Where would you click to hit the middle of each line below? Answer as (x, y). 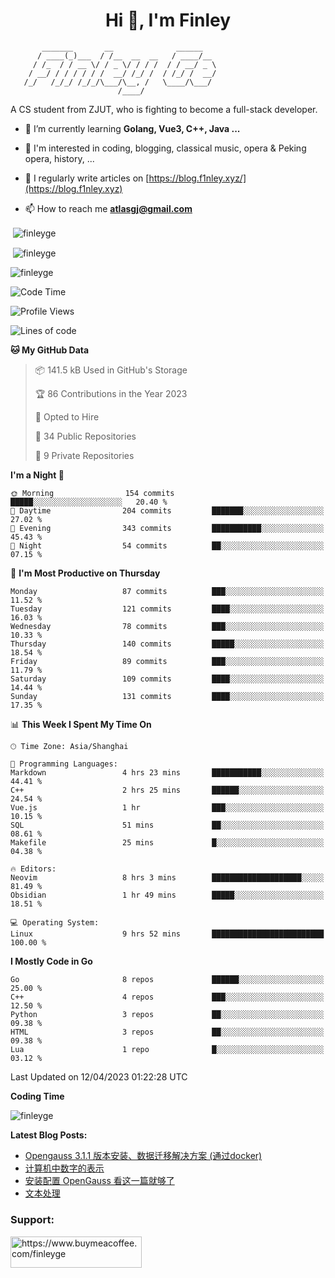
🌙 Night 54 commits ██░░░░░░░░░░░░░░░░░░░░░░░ (167, 546)
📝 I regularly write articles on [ (87, 178)
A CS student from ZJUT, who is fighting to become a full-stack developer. (164, 109)
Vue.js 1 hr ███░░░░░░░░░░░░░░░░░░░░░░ (167, 808)
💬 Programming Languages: (64, 764)
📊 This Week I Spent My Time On (81, 725)
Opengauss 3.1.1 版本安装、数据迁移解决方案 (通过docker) (143, 1156)
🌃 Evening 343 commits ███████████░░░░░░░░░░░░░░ (167, 529)
